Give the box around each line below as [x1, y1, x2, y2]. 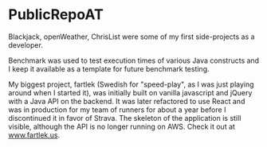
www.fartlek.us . [8, 130, 61, 140]
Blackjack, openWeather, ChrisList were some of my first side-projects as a [8, 32, 255, 41]
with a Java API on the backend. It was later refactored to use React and [8, 96, 245, 106]
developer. [8, 40, 44, 49]
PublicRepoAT [8, 6, 104, 24]
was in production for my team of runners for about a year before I [8, 105, 226, 114]
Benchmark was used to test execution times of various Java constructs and [8, 56, 260, 65]
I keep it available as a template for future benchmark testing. [8, 64, 210, 73]
